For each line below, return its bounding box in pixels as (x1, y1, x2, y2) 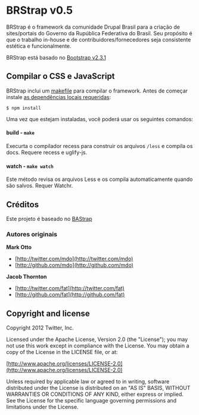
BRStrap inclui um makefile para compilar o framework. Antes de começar (6, 87, 188, 94)
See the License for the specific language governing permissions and (6, 397, 177, 404)
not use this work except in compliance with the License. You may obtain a (6, 342, 189, 349)
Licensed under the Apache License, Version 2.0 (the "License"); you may (6, 336, 188, 343)
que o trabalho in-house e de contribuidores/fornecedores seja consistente (6, 36, 191, 43)
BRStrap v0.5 (6, 4, 73, 17)
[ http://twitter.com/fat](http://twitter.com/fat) (14, 285, 125, 292)
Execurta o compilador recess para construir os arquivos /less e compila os (6, 142, 193, 149)
